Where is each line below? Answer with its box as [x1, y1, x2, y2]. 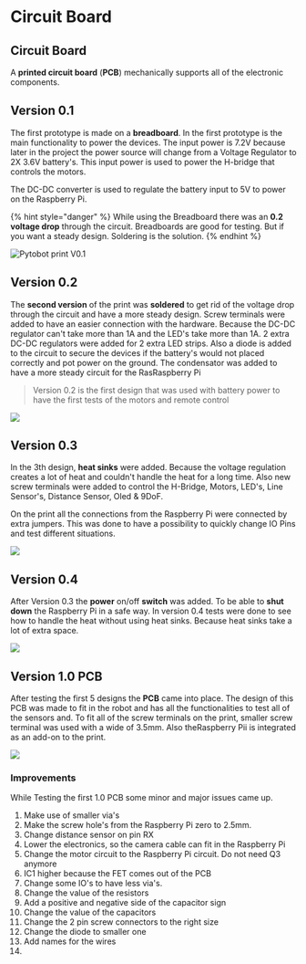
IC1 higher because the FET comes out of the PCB [23, 868, 212, 879]
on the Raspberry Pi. [10, 194, 87, 204]
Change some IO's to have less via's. [23, 878, 163, 889]
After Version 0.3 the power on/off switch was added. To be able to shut [10, 596, 285, 607]
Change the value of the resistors [23, 887, 149, 898]
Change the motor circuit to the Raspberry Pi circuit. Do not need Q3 [23, 849, 281, 860]
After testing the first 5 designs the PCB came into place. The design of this [10, 693, 294, 704]
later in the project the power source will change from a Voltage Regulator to [10, 146, 297, 157]
